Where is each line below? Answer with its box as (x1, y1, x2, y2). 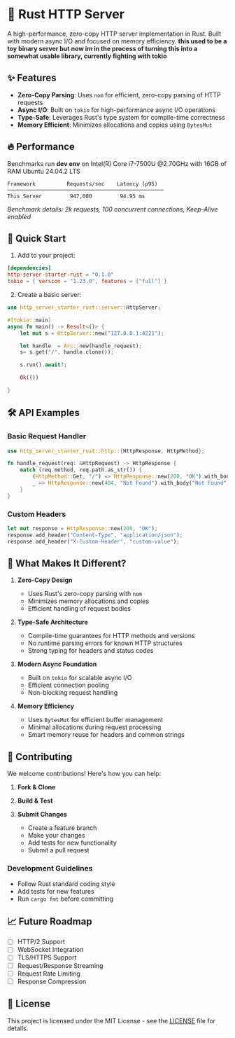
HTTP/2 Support (17, 938, 65, 946)
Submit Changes (17, 810, 68, 819)
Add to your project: (17, 251, 76, 260)
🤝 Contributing (7, 751, 73, 763)
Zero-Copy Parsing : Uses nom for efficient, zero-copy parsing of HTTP (17, 90, 222, 99)
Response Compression (17, 977, 87, 985)
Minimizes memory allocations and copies (27, 597, 149, 605)
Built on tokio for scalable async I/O (27, 674, 132, 682)
